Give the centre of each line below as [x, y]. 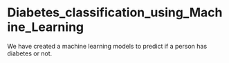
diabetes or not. [30, 53]
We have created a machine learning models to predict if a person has [107, 46]
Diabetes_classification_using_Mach [115, 13]
